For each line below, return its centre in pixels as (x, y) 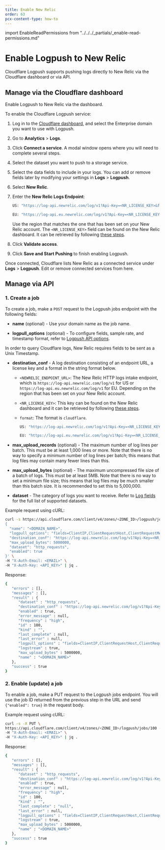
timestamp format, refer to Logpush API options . (61, 338)
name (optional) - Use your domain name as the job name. (71, 323)
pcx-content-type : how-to (31, 19)
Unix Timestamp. (22, 353)
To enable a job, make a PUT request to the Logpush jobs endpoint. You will (82, 695)
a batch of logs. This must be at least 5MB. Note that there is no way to (84, 476)
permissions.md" (22, 38)
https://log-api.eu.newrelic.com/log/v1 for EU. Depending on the (87, 388)
